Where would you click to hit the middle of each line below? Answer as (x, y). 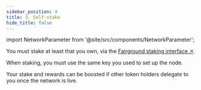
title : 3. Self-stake (33, 17)
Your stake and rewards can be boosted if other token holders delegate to (97, 75)
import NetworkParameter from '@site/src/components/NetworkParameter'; (100, 40)
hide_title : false (29, 23)
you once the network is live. (42, 80)
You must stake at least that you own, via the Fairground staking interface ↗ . (100, 51)
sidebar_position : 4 (32, 12)
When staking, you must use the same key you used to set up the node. (94, 63)
